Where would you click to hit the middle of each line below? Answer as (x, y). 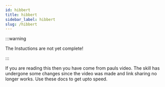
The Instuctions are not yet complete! (44, 48)
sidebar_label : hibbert (30, 19)
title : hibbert (21, 15)
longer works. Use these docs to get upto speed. (56, 79)
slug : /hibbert (21, 24)
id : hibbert (18, 10)
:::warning (16, 39)
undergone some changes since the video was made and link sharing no (81, 74)
